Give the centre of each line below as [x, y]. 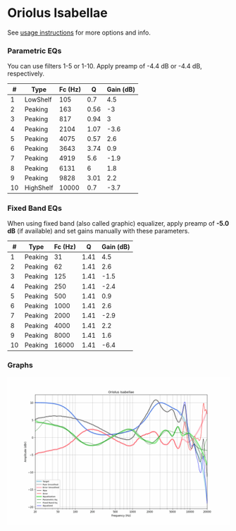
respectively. [26, 74]
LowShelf [38, 99]
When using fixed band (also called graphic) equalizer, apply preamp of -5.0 [118, 224]
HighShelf [39, 188]
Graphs [20, 365]
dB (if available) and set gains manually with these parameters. [99, 231]
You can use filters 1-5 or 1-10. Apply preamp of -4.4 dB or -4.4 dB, [105, 66]
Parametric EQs [35, 51]
